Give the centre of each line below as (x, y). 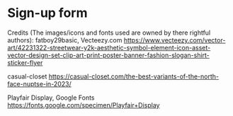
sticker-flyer (25, 62)
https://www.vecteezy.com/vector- (175, 40)
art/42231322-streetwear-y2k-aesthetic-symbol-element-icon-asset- (109, 47)
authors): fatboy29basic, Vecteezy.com (65, 40)
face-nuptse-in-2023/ (40, 83)
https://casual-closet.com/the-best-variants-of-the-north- (134, 76)
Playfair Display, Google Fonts (51, 98)
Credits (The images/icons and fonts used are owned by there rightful (109, 33)
